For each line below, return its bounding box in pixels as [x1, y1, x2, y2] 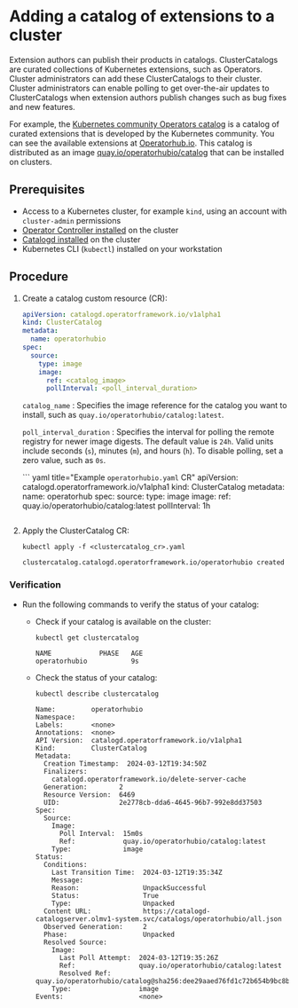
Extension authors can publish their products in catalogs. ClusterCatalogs [9, 54, 278, 65]
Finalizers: [43, 767, 88, 776]
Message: [51, 876, 84, 885]
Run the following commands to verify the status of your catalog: [21, 599, 260, 610]
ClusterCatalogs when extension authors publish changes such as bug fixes [9, 91, 286, 103]
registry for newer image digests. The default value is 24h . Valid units [21, 437, 274, 447]
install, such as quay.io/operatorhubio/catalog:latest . [21, 410, 224, 421]
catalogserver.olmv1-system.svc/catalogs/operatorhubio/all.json [35, 914, 282, 924]
